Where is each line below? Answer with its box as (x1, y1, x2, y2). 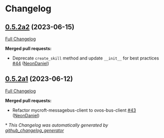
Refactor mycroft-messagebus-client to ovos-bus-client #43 (12, 107, 136, 113)
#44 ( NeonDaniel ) (12, 61, 50, 66)
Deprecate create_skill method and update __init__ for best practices (12, 55, 160, 61)
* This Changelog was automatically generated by (5, 122, 109, 128)
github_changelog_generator (5, 127, 64, 133)
